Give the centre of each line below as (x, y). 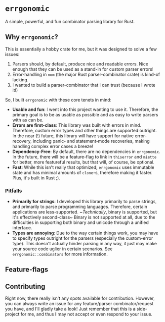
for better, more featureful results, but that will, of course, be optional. (83, 162)
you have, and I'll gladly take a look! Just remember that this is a (70, 309)
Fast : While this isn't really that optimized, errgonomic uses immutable (83, 167)
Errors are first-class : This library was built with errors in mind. (77, 125)
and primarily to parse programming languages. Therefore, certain (80, 207)
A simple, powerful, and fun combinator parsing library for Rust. (70, 21)
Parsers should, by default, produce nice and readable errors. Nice (80, 64)
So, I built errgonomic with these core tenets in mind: (58, 100)
